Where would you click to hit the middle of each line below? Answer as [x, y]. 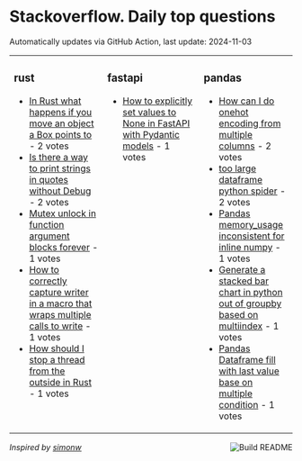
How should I [57, 348]
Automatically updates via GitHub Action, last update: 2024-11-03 [131, 41]
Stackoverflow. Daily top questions [142, 17]
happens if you [61, 112]
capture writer [59, 292]
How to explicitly [158, 101]
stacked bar [244, 281]
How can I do [247, 101]
